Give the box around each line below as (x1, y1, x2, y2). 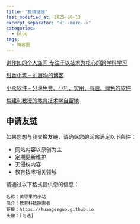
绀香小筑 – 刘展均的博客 (6, 71, 64, 79)
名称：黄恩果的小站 (6, 194, 46, 200)
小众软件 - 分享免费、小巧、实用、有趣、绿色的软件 (6, 84, 132, 91)
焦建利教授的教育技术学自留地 (6, 97, 79, 104)
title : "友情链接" (6, 8, 49, 15)
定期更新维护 (14, 153, 46, 160)
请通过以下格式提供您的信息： (6, 181, 79, 188)
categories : (6, 25, 36, 32)
